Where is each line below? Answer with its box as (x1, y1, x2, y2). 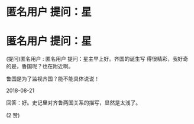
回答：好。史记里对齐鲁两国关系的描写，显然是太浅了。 (6, 99, 141, 106)
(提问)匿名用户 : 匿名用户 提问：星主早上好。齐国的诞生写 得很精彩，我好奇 (6, 56, 188, 63)
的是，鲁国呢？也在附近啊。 (6, 63, 74, 70)
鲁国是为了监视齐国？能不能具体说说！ (6, 75, 99, 83)
